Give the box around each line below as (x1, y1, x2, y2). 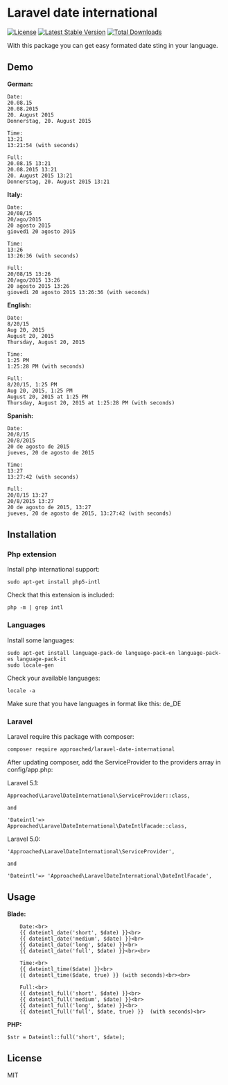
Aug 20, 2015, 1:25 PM (7, 387, 73, 394)
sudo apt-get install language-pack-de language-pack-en (7, 649, 175, 656)
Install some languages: (7, 636, 75, 644)
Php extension (7, 549, 57, 559)
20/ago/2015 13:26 (7, 276, 60, 284)
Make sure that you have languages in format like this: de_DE (7, 699, 182, 708)
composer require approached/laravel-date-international (7, 746, 175, 753)
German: (7, 80, 33, 88)
